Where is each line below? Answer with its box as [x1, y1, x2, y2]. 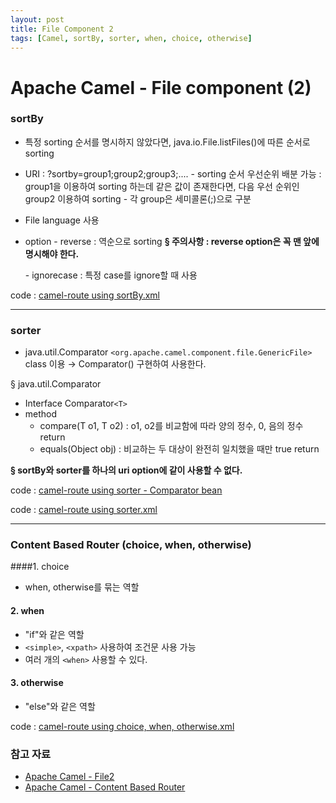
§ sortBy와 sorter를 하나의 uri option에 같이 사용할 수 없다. [10, 464, 243, 476]
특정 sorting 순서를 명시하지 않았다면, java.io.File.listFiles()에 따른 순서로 [24, 136, 311, 148]
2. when [10, 605, 45, 617]
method [24, 408, 58, 420]
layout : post [10, 14, 65, 25]
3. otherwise [10, 677, 64, 689]
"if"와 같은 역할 [24, 628, 85, 640]
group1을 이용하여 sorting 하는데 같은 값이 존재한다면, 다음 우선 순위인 [24, 180, 300, 192]
